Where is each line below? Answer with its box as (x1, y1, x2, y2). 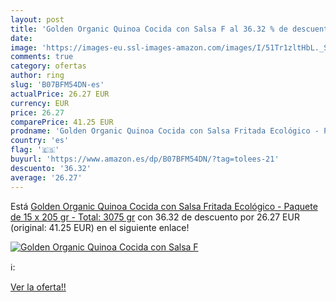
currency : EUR (10, 98, 70, 108)
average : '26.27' (10, 172, 83, 183)
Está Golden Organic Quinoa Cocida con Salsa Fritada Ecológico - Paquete (10, 200, 318, 212)
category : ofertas (10, 61, 87, 71)
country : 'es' (10, 136, 70, 146)
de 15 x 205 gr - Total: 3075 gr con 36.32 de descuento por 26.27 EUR (10, 211, 300, 223)
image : (10, 42, 38, 53)
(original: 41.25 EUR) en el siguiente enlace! (10, 221, 190, 233)
